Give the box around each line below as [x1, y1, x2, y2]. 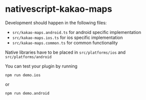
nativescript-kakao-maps [5, 3, 112, 15]
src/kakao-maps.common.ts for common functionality [12, 39, 118, 45]
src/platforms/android [5, 54, 52, 60]
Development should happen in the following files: [5, 20, 107, 26]
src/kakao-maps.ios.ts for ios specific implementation [12, 34, 123, 40]
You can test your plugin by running [5, 63, 78, 69]
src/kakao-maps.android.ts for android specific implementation [12, 29, 142, 35]
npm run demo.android [5, 91, 50, 96]
